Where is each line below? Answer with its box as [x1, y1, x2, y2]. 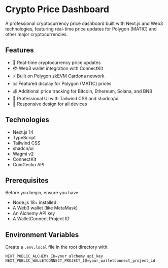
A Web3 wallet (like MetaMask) [12, 205, 78, 211]
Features [5, 46, 34, 54]
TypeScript [12, 134, 36, 140]
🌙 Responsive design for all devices [12, 101, 87, 107]
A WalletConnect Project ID [12, 216, 70, 222]
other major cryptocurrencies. [5, 31, 68, 37]
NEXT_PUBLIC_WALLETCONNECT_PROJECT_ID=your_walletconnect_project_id [5, 258, 156, 263]
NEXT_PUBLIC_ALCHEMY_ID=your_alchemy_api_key [5, 254, 103, 259]
